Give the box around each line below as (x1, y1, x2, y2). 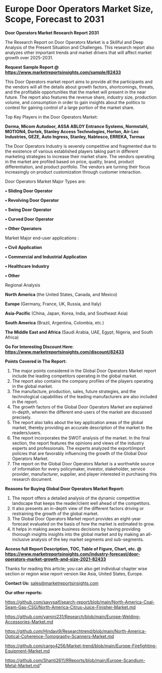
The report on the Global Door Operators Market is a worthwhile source (12, 460, 155, 466)
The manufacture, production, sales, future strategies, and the (12, 388, 136, 394)
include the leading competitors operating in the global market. (12, 373, 138, 379)
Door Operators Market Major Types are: (5, 178, 86, 184)
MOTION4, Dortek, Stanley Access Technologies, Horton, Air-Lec (5, 128, 139, 134)
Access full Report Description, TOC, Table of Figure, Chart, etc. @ (5, 546, 142, 551)
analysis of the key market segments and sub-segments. (30, 536, 144, 542)
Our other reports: (5, 589, 43, 595)
